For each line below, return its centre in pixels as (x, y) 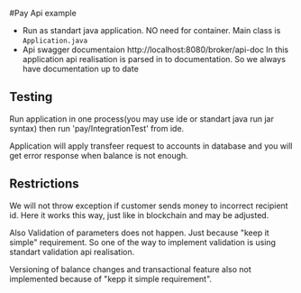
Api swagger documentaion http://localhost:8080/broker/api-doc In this (155, 50)
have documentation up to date (81, 69)
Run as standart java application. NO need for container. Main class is (151, 30)
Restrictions (44, 184)
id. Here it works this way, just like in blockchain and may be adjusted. (139, 215)
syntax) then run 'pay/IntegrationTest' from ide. (97, 128)
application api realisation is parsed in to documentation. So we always (154, 59)
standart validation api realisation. (72, 252)
